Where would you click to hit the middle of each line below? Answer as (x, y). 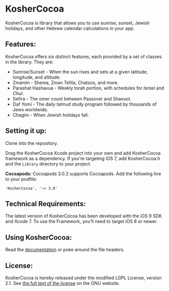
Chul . (18, 93)
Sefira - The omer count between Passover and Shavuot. (72, 99)
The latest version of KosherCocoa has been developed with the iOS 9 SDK (83, 216)
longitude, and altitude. (37, 77)
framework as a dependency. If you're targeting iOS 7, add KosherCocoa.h (83, 158)
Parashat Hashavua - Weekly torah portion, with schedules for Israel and (88, 88)
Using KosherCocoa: (39, 237)
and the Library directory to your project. (48, 164)
